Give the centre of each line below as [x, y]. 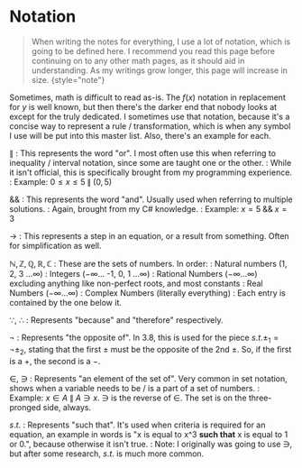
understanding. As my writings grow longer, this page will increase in [160, 70]
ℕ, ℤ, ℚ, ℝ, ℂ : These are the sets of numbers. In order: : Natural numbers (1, [148, 263]
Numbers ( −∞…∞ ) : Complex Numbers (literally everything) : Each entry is [148, 293]
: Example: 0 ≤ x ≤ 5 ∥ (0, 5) [61, 181]
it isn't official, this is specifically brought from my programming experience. [151, 172]
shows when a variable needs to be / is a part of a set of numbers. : [135, 388]
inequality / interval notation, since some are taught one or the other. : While [151, 162]
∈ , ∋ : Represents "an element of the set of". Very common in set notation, [149, 378]
